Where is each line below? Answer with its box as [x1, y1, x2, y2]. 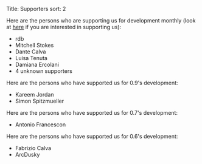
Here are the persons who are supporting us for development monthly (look [6, 17, 196, 24]
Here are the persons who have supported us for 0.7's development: [6, 109, 178, 116]
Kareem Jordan [15, 91, 54, 98]
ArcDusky [15, 151, 40, 158]
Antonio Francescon [15, 121, 66, 128]
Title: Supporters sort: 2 [6, 5, 66, 12]
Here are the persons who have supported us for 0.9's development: [6, 79, 178, 86]
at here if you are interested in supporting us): [6, 24, 122, 30]
